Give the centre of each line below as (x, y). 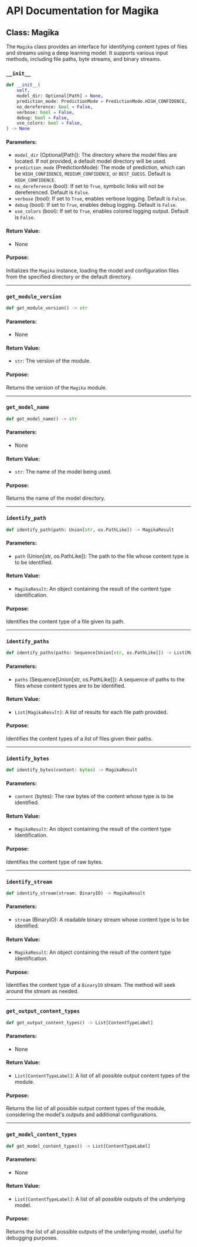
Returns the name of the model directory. (56, 498)
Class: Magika (33, 33)
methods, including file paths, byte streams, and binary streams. (84, 59)
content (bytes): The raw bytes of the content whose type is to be (94, 796)
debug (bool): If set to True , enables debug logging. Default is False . (96, 205)
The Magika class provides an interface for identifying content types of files (97, 46)
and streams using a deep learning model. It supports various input (87, 53)
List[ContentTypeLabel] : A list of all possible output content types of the (102, 1075)
